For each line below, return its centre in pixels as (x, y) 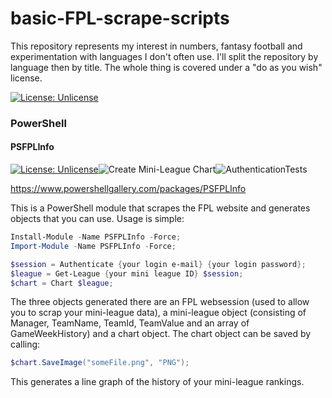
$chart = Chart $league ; (62, 283)
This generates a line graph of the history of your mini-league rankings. (157, 382)
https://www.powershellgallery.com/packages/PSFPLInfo (128, 189)
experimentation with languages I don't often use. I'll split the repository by (164, 56)
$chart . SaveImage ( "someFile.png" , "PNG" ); (100, 363)
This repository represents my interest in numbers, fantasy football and (156, 46)
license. (26, 78)
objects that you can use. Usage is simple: (97, 219)
